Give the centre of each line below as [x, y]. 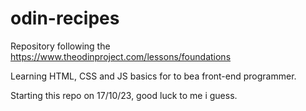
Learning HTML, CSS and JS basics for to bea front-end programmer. [153, 76]
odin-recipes [65, 18]
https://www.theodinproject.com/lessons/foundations [121, 56]
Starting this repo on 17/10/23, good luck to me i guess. [124, 95]
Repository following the [60, 46]
